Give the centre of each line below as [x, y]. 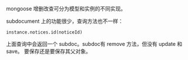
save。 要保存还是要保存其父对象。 [48, 51]
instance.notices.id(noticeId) [44, 32]
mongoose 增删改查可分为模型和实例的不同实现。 [66, 9]
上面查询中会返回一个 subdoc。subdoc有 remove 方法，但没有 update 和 [94, 44]
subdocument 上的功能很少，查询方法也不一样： [65, 21]
